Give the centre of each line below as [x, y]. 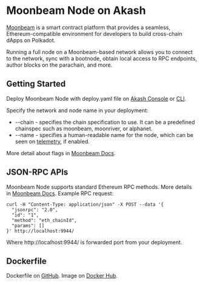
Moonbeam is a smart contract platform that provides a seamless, [88, 27]
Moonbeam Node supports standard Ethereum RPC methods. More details [99, 187]
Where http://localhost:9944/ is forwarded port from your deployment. [94, 242]
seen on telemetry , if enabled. [52, 141]
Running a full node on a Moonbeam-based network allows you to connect [99, 52]
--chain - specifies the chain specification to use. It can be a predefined [105, 122]
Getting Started [36, 84]
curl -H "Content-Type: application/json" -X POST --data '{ [85, 204]
